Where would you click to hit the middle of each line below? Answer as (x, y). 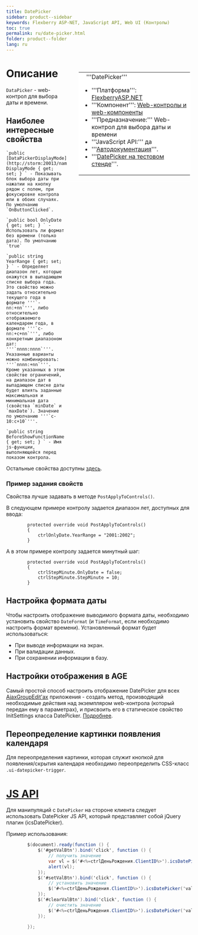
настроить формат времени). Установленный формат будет (81, 627)
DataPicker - (21, 90)
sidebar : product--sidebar (39, 17)
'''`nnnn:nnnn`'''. (30, 349)
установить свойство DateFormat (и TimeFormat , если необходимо (88, 621)
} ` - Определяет (27, 266)
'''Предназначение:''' (122, 120)
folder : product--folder (37, 39)
